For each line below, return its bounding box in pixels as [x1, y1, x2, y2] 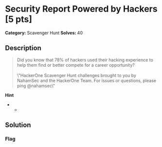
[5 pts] [5, 14, 33, 25]
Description [5, 44, 41, 52]
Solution [5, 121, 31, 129]
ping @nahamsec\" [17, 83, 55, 89]
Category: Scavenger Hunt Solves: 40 [5, 30, 83, 36]
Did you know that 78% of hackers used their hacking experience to [17, 57, 153, 63]
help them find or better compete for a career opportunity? [17, 62, 135, 68]
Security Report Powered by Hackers [5, 3, 158, 15]
